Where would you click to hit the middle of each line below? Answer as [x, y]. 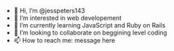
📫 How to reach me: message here [64, 40]
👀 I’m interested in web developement [68, 18]
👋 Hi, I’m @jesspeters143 [49, 11]
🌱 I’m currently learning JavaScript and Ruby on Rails [89, 25]
